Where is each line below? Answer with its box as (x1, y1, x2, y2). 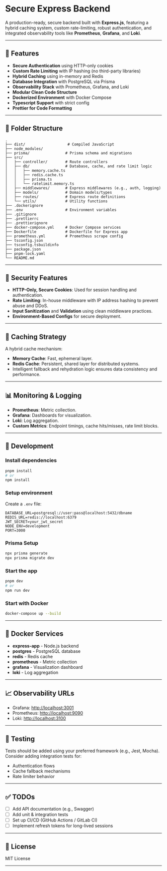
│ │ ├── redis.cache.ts (5, 172, 64, 177)
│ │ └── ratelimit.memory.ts (5, 181, 75, 186)
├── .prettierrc (5, 216, 39, 221)
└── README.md (5, 255, 35, 260)
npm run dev (5, 588, 30, 593)
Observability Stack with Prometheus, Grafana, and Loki (12, 83, 129, 90)
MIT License (5, 856, 31, 862)
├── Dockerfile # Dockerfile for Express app (5, 229, 128, 234)
